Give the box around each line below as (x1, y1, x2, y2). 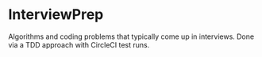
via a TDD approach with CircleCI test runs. (8, 40, 150, 49)
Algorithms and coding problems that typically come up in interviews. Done (8, 32, 255, 41)
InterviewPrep (8, 6, 104, 24)
